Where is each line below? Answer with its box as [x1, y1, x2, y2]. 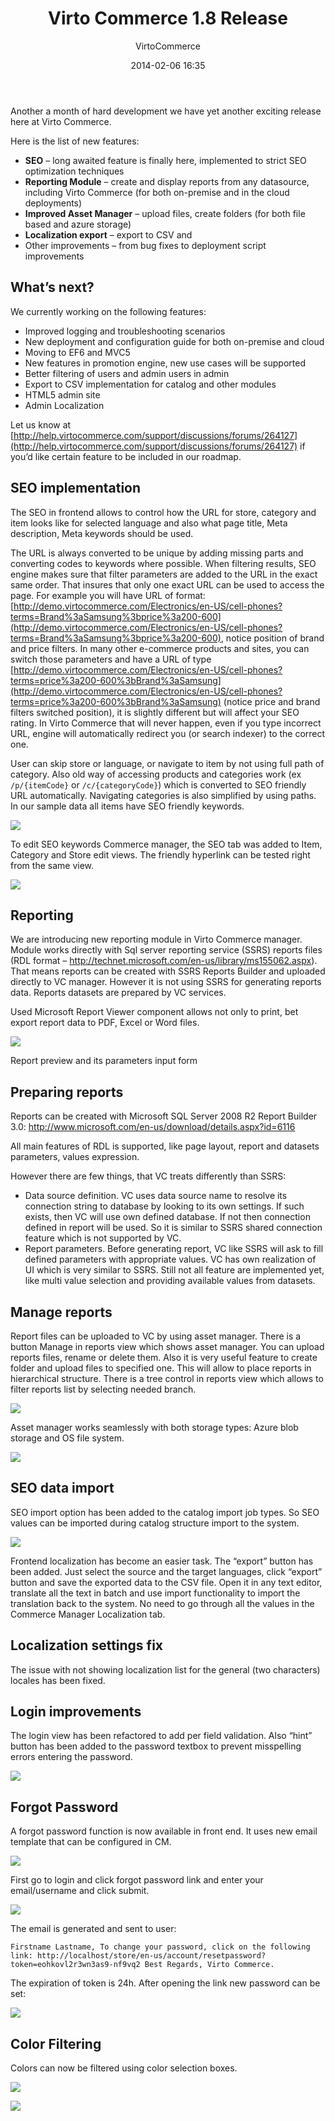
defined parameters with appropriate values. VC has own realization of [24, 1253, 317, 1266]
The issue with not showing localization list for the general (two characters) [10, 1663, 321, 1676]
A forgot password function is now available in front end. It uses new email [10, 1825, 318, 1837]
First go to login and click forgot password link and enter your [10, 1874, 264, 1886]
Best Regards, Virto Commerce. [144, 1960, 275, 1970]
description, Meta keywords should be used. [10, 527, 194, 539]
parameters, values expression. [10, 1151, 140, 1163]
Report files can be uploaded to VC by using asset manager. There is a [10, 1330, 302, 1342]
